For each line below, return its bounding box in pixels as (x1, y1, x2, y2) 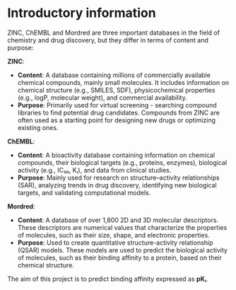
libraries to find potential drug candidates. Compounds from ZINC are (17, 108, 220, 117)
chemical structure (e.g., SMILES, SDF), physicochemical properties (17, 86, 216, 94)
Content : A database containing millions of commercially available (17, 71, 211, 79)
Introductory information (7, 5, 157, 21)
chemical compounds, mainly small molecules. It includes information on (17, 78, 230, 86)
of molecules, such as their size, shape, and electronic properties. (17, 231, 210, 239)
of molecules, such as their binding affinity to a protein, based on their (17, 253, 223, 262)
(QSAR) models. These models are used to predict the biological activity (17, 245, 228, 254)
